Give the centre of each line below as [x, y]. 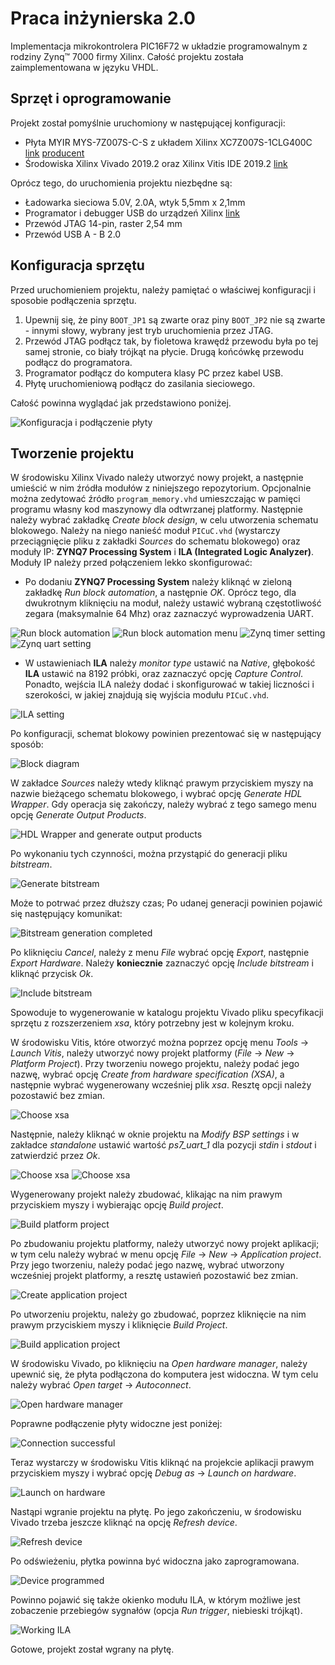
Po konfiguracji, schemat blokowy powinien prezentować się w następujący [166, 734]
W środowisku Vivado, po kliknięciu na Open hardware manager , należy [159, 1364]
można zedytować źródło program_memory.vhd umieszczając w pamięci [155, 499]
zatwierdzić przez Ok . [55, 1156]
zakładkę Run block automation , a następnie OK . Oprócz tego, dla [160, 593]
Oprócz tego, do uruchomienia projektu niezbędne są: [121, 183]
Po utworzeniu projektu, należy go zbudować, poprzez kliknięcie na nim [158, 1314]
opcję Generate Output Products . [78, 815]
